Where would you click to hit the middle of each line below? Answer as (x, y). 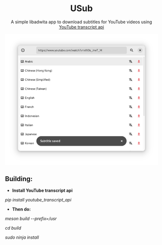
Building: (19, 179)
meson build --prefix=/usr (31, 218)
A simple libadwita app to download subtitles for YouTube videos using (81, 22)
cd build (13, 228)
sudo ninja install (22, 237)
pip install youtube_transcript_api (38, 199)
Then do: (21, 209)
